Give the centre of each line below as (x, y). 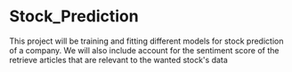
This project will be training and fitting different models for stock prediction (146, 41)
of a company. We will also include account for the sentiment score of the (144, 50)
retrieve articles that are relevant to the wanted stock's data (119, 60)
